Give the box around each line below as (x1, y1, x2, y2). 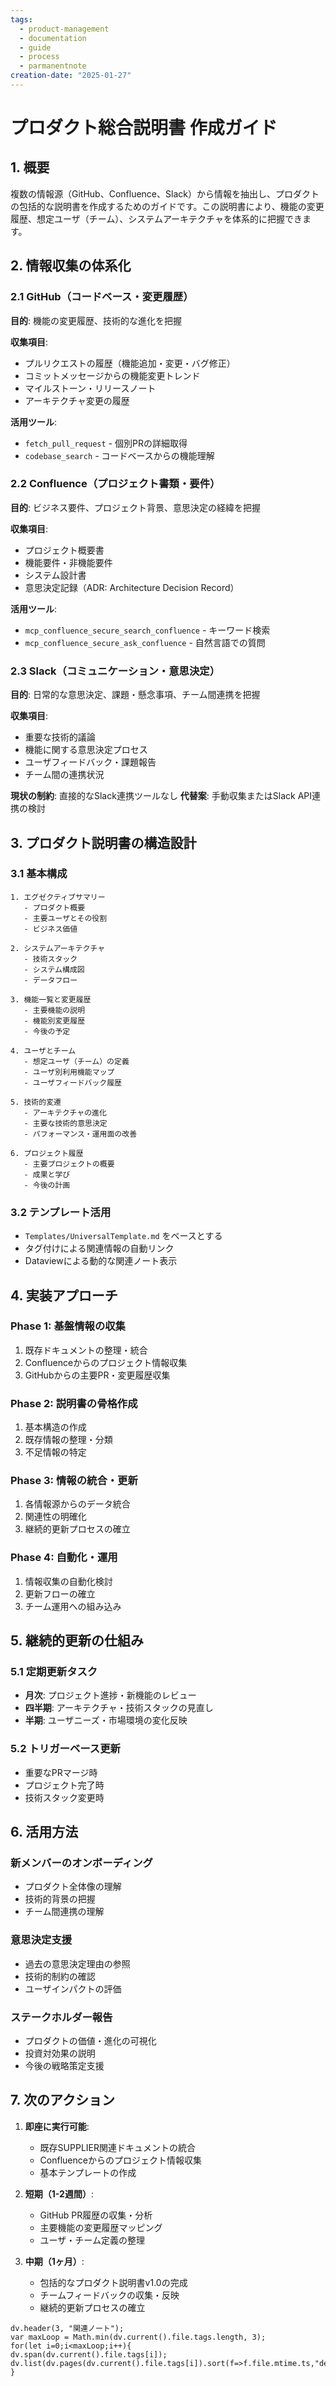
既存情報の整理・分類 (24, 1434, 113, 1446)
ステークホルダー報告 (10, 2010, 113, 2024)
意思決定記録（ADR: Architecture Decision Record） (24, 581, 240, 593)
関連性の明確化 (24, 1511, 87, 1523)
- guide (19, 42, 52, 53)
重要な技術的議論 (24, 731, 96, 743)
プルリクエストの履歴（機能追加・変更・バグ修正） (24, 357, 236, 369)
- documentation (19, 33, 87, 43)
